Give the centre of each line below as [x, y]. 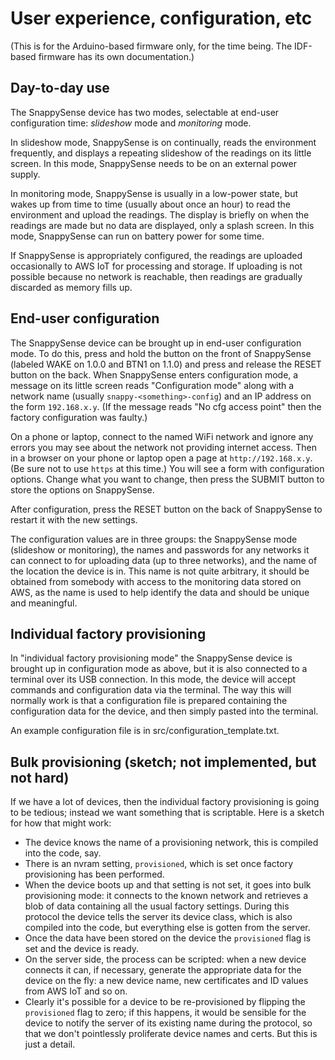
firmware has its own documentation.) [116, 56]
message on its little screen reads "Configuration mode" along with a [152, 385]
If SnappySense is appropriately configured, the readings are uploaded [156, 255]
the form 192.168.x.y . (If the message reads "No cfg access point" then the [166, 406]
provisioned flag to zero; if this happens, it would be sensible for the [165, 1013]
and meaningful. [44, 603]
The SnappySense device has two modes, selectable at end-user [145, 112]
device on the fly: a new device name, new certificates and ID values [166, 981]
